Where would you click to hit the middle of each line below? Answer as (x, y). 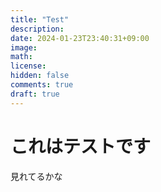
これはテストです (81, 146)
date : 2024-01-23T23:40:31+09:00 (80, 38)
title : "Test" (40, 19)
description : (37, 29)
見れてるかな (36, 176)
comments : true (42, 85)
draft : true (35, 94)
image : (24, 47)
